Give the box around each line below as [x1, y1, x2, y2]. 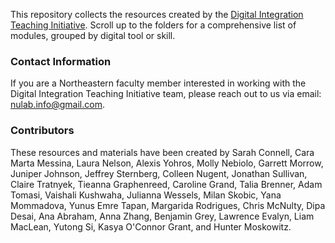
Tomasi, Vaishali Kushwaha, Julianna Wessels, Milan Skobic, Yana [10, 189, 282, 201]
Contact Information [10, 54, 112, 68]
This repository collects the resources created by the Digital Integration [10, 9, 304, 20]
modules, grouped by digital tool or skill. [10, 30, 176, 41]
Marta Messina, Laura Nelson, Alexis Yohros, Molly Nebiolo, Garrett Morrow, [10, 157, 324, 169]
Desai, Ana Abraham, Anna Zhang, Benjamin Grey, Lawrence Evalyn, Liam [10, 210, 315, 222]
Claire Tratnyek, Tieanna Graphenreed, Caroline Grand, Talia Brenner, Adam [10, 178, 323, 190]
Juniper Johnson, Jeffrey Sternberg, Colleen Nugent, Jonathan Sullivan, [10, 167, 308, 179]
